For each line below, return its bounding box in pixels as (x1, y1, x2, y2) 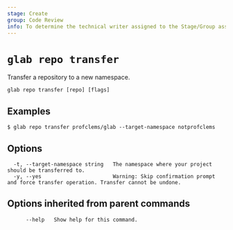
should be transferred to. (7, 167, 85, 174)
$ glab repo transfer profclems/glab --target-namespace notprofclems (7, 124, 216, 131)
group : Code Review (7, 17, 64, 24)
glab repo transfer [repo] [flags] (7, 87, 110, 94)
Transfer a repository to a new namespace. (7, 73, 130, 82)
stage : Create (7, 10, 49, 17)
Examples (7, 105, 51, 117)
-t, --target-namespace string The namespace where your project (13, 161, 213, 168)
